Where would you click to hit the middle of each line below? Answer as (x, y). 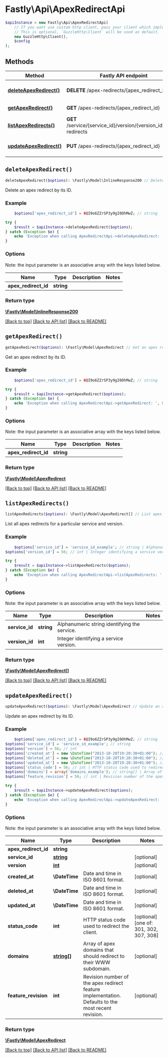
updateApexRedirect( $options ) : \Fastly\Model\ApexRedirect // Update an (82, 707)
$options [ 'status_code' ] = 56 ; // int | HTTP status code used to (76, 767)
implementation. (102, 995)
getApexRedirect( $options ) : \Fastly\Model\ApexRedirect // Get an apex (81, 347)
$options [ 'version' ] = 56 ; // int (41, 749)
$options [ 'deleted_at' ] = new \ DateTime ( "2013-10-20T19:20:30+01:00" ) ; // (85, 758)
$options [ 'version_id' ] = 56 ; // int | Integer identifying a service (80, 552)
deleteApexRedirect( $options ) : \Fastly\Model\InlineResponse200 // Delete (85, 180)
